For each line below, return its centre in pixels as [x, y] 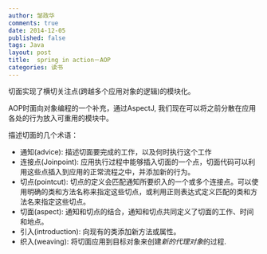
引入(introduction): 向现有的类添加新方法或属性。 [100, 231]
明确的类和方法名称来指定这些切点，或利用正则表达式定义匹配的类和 [139, 191]
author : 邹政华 [31, 16]
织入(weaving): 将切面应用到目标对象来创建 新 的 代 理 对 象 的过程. [123, 241]
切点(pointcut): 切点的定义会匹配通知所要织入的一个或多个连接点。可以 [135, 182]
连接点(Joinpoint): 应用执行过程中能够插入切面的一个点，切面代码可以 [134, 162]
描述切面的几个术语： [43, 135]
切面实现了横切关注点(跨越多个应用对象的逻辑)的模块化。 [102, 91]
